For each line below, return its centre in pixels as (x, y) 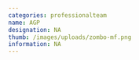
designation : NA (35, 30)
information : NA (35, 44)
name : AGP (24, 23)
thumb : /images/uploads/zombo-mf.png (70, 37)
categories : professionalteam (58, 15)
